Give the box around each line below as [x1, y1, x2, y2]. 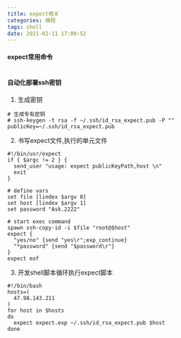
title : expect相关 [7, 10, 59, 18]
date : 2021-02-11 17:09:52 [7, 30, 87, 37]
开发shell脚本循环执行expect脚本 [17, 268, 113, 277]
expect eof [7, 255, 39, 262]
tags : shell [7, 23, 42, 30]
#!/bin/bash [7, 282, 42, 289]
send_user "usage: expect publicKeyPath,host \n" [13, 163, 162, 170]
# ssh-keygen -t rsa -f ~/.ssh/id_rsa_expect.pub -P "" [7, 117, 175, 124]
